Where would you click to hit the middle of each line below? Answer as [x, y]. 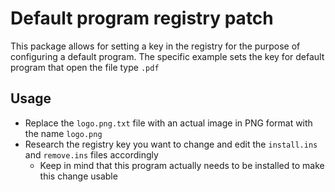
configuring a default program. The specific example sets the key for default [167, 56]
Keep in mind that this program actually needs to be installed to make [182, 165]
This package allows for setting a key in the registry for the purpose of [155, 46]
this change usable [78, 176]
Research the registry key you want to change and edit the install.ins [171, 144]
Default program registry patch [142, 18]
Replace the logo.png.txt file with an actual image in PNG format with [168, 123]
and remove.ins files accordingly [91, 154]
